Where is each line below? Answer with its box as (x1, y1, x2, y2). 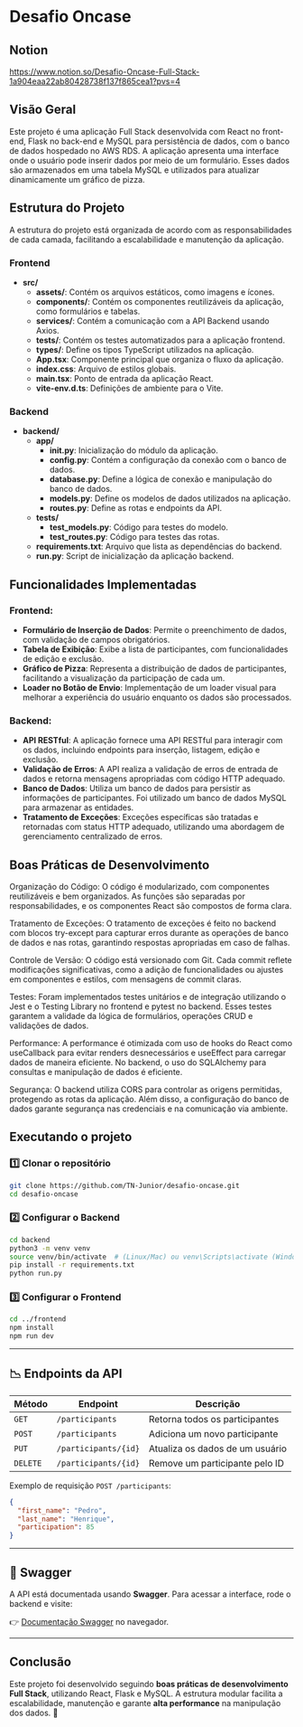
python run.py (9, 1269, 63, 1279)
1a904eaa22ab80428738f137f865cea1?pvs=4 (9, 76, 180, 87)
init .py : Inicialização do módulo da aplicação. (49, 445, 219, 456)
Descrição (195, 1397, 241, 1410)
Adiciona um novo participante (148, 1427, 279, 1439)
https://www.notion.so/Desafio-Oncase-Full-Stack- (9, 66, 200, 77)
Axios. (35, 325, 60, 335)
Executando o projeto (9, 1129, 133, 1145)
